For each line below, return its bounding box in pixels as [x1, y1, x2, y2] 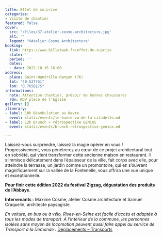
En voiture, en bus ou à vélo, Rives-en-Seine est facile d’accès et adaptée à [5, 211, 157, 217]
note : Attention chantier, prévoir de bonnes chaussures [9, 93, 127, 97]
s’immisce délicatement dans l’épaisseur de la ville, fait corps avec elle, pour [5, 157, 158, 163]
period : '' [9, 57, 32, 62]
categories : [5, 12, 29, 16]
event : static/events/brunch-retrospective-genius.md [9, 124, 120, 129]
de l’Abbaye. [5, 187, 31, 193]
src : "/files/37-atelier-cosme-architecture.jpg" [9, 30, 112, 34]
